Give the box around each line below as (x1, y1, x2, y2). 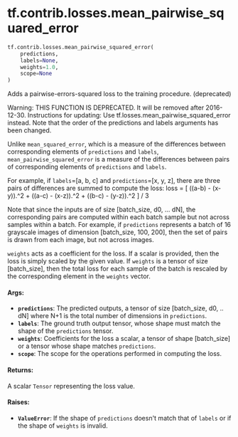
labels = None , (20, 57, 59, 64)
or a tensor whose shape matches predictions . (17, 342, 156, 350)
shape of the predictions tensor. (17, 327, 114, 335)
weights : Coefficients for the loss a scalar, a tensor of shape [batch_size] (17, 335, 231, 343)
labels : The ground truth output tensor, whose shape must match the (17, 319, 221, 328)
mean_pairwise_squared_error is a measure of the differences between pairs (7, 155, 229, 164)
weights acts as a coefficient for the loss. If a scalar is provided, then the (7, 249, 220, 258)
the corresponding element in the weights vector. (7, 272, 151, 280)
